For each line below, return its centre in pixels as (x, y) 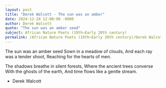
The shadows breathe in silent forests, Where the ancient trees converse (79, 66)
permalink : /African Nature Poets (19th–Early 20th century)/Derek (76, 38)
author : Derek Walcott (28, 23)
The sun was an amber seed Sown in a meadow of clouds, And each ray (79, 51)
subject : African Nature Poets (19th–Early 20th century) (66, 33)
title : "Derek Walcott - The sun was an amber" (55, 14)
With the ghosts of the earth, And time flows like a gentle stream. (71, 71)
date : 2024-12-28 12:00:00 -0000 (40, 19)
